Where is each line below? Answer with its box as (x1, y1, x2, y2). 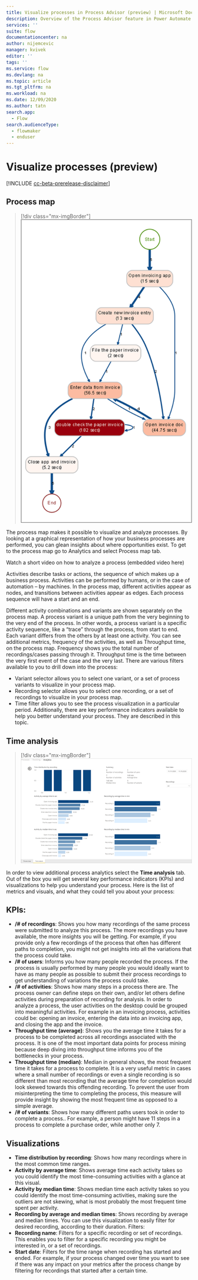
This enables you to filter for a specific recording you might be (14, 1236, 167, 1243)
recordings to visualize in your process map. (14, 694, 123, 701)
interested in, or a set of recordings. (14, 1242, 102, 1249)
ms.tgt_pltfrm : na (6, 84, 51, 90)
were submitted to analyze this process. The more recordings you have (14, 927, 187, 934)
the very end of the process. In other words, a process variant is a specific (6, 620, 187, 627)
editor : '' (6, 53, 33, 59)
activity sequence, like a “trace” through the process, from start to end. (6, 626, 179, 633)
